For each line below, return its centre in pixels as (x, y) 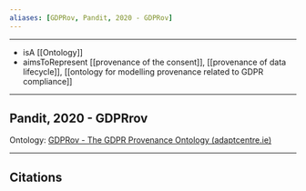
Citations (36, 177)
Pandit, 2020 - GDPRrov (79, 119)
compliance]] (47, 81)
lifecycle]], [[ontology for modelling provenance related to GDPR (143, 71)
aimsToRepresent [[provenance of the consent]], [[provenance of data (154, 62)
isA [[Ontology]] (53, 52)
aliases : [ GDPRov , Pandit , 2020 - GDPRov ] (91, 18)
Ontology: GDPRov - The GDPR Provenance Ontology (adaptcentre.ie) (140, 140)
